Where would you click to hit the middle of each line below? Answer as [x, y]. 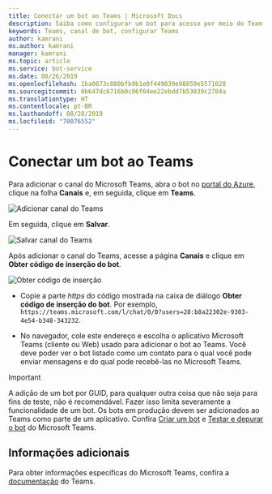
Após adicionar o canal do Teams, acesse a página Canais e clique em [126, 256]
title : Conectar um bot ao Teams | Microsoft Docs [96, 16]
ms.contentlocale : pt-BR [50, 106]
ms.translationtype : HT [49, 99]
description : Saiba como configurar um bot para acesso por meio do [126, 24]
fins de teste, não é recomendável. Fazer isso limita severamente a [119, 402]
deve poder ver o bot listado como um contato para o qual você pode [136, 353]
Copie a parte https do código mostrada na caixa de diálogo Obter [131, 295]
